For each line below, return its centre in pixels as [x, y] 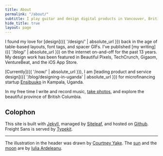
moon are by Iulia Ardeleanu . [34, 148]
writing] [148, 47]
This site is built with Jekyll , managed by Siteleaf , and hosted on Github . [77, 124]
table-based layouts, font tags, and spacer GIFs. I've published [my [72, 47]
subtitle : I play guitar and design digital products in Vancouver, [76, 19]
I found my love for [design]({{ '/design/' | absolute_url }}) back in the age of [81, 41]
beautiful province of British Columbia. [43, 97]
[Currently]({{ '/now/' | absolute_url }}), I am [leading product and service [78, 72]
